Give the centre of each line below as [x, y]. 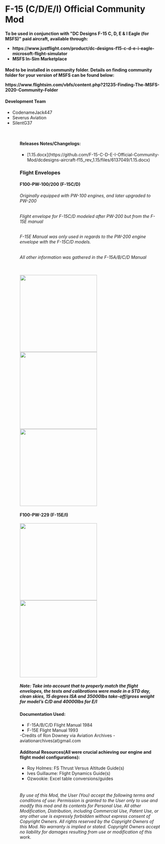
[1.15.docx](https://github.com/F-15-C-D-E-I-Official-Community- [93, 154]
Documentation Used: [42, 714]
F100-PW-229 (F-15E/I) [44, 515]
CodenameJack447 [32, 112]
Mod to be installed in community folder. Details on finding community [79, 70]
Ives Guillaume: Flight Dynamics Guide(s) [69, 774]
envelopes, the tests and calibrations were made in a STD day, [85, 691]
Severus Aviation [29, 117]
